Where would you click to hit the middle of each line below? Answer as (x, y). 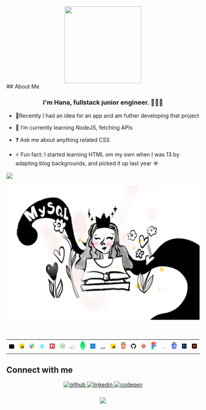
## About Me (23, 86)
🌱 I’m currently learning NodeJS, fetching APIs (74, 128)
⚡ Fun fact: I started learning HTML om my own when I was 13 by (97, 155)
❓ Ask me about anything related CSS (63, 140)
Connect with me (40, 370)
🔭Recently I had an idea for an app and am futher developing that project (107, 116)
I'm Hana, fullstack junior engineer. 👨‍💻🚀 (103, 102)
